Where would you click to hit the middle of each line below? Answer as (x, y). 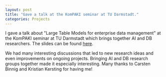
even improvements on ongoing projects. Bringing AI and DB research (77, 59)
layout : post (19, 10)
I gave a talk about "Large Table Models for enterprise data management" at (83, 33)
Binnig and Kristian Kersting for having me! (49, 69)
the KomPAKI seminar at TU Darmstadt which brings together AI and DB (79, 38)
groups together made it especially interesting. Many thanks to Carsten (78, 64)
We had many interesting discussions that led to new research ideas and (80, 53)
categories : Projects (28, 19)
